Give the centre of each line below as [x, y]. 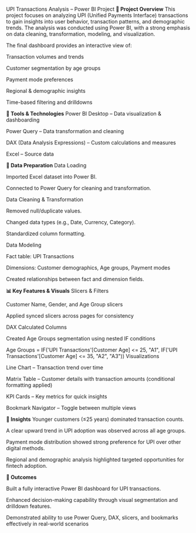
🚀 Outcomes [21, 477]
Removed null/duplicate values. [44, 211]
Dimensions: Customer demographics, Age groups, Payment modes [88, 268]
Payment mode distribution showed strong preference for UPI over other [94, 442]
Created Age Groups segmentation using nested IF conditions [81, 338]
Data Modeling [24, 245]
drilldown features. [29, 506]
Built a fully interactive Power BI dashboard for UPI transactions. [84, 488]
